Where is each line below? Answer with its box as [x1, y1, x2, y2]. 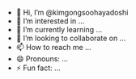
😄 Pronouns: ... [15, 54, 69, 64]
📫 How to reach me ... [15, 43, 91, 52]
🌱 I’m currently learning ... [15, 25, 103, 34]
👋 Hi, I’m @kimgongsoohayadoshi [15, 8, 129, 17]
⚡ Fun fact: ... [15, 63, 61, 73]
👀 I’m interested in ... [15, 16, 85, 26]
